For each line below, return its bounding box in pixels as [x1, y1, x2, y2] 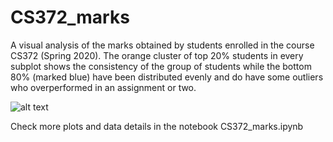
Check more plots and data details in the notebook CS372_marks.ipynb [10, 120, 304, 132]
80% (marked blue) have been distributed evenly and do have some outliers [10, 71, 324, 83]
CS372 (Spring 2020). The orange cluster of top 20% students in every [10, 49, 304, 61]
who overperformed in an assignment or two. [10, 81, 197, 93]
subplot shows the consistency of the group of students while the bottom [10, 60, 312, 72]
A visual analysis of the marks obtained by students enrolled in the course [10, 39, 315, 51]
